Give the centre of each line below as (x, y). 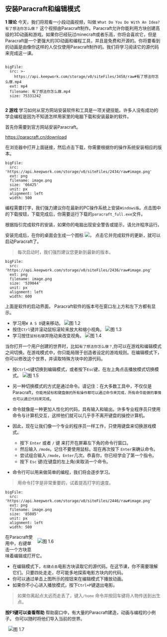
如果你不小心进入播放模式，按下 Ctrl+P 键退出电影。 (65, 585)
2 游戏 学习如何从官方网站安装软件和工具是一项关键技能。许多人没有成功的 (82, 110)
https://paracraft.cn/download (36, 137)
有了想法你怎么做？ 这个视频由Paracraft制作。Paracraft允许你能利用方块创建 (80, 28)
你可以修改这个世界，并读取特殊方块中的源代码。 (55, 359)
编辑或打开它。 (29, 556)
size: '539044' (25, 283)
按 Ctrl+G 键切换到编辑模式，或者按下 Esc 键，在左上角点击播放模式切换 (83, 369)
